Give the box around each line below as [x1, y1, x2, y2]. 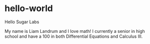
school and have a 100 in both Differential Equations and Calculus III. [4, 33, 143, 39]
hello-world [4, 3, 53, 14]
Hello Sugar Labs [4, 19, 40, 25]
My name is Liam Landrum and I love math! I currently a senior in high [4, 28, 145, 34]
